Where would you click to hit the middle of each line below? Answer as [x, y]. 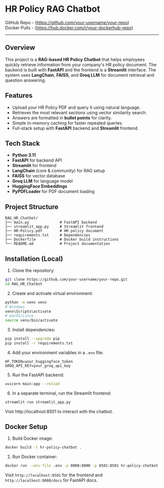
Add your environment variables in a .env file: [58, 352]
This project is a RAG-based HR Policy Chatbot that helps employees [75, 59]
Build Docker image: [32, 439]
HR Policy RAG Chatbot [53, 9]
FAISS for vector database [39, 176]
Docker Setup [26, 427]
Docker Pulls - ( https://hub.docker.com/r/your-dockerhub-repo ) [69, 27]
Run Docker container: [35, 457]
